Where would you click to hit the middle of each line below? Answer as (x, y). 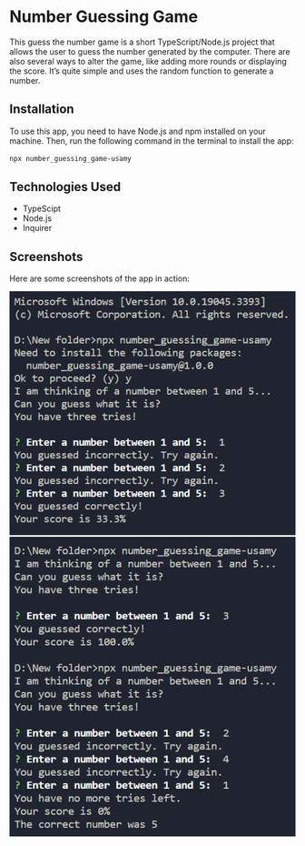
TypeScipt (42, 209)
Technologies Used (65, 187)
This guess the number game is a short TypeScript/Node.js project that (142, 42)
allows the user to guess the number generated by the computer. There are (150, 51)
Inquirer (37, 228)
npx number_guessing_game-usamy (70, 158)
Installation (42, 110)
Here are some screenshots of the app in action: (100, 278)
